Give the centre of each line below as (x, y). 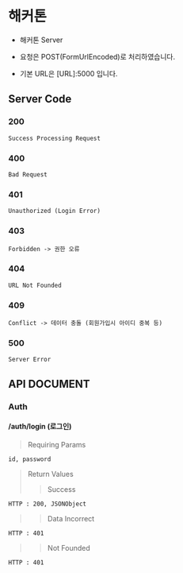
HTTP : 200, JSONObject (48, 504)
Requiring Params (57, 444)
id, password (30, 459)
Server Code (40, 99)
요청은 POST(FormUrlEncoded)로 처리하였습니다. (97, 56)
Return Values (50, 474)
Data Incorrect (71, 518)
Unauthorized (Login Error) (55, 211)
